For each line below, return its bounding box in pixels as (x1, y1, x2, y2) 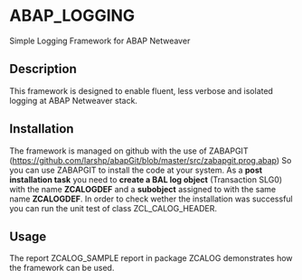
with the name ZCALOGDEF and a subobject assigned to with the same (9, 183, 277, 194)
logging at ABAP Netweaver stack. (9, 95, 138, 106)
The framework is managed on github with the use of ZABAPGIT (9, 145, 249, 156)
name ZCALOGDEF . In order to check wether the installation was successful (9, 193, 293, 204)
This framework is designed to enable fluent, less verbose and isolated (9, 85, 274, 96)
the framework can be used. (9, 263, 115, 274)
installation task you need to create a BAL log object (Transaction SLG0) (9, 173, 283, 185)
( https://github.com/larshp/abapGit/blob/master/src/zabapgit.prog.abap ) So (9, 154, 292, 165)
